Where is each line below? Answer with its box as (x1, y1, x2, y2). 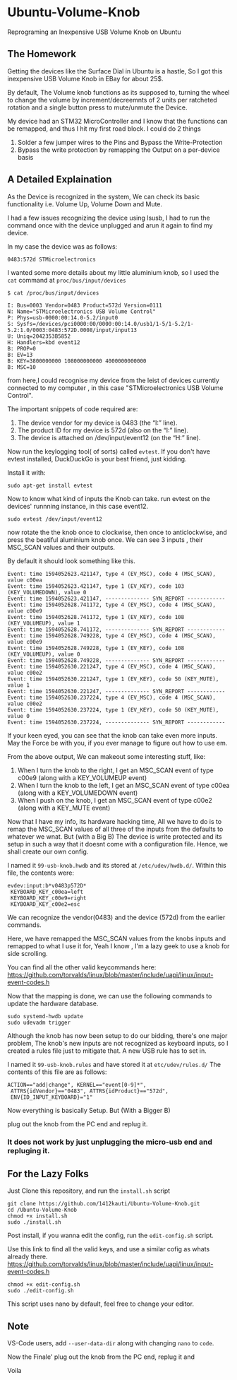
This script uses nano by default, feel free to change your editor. (7, 1299, 194, 1308)
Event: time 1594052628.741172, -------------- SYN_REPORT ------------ (7, 626, 226, 633)
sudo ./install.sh (7, 1219, 61, 1226)
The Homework (7, 48, 77, 60)
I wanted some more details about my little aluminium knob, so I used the (7, 268, 219, 276)
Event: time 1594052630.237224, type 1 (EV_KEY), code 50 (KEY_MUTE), (7, 706, 219, 714)
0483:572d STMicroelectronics (7, 256, 97, 263)
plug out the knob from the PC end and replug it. (7, 1119, 148, 1128)
